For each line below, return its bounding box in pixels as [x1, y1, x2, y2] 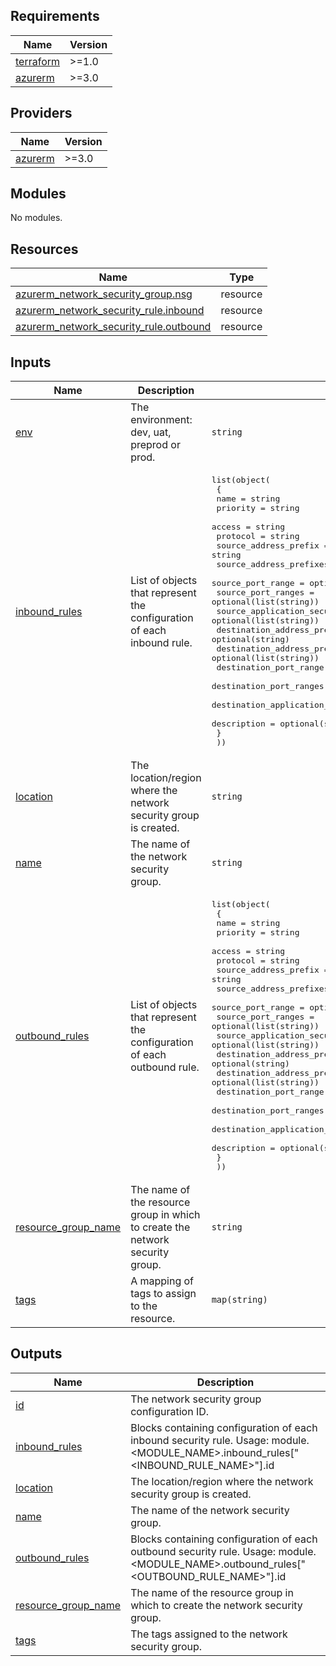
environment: [130, 413, 193, 427]
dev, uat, [130, 425, 172, 439]
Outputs [10, 1345, 63, 1363]
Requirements [10, 8, 100, 25]
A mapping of [130, 1274, 195, 1288]
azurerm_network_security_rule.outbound [15, 320, 212, 334]
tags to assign [130, 1287, 197, 1301]
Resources [10, 240, 79, 258]
